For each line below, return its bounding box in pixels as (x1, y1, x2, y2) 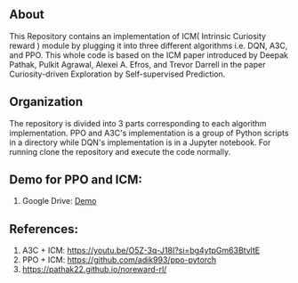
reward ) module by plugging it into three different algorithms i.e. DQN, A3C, (9, 40, 288, 51)
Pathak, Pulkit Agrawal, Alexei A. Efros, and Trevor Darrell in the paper (9, 59, 266, 69)
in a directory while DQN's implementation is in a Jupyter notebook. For (9, 137, 271, 148)
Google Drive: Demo (21, 196, 97, 206)
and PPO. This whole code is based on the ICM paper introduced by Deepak (9, 49, 289, 61)
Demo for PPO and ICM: (9, 173, 142, 188)
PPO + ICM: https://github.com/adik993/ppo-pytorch (21, 255, 217, 265)
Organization (9, 94, 83, 109)
